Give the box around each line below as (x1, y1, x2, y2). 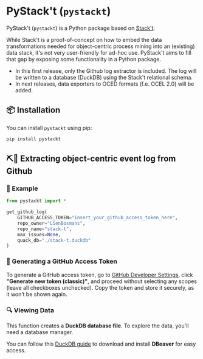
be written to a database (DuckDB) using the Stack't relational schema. (15, 74, 193, 81)
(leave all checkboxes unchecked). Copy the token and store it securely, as (6, 284, 194, 291)
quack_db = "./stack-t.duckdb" (17, 237, 91, 244)
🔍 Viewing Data (6, 306, 55, 314)
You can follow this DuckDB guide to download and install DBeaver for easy (6, 340, 196, 347)
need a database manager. (6, 328, 74, 335)
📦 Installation (6, 105, 61, 115)
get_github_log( (6, 209, 47, 215)
